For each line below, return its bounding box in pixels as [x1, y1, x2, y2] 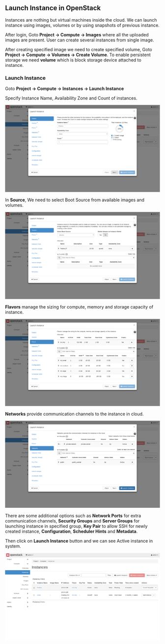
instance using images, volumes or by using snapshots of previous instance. [5, 22, 160, 28]
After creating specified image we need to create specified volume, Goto [5, 46, 152, 52]
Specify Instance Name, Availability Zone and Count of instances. [5, 95, 137, 101]
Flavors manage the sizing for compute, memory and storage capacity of [5, 304, 154, 310]
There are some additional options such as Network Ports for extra [5, 513, 141, 519]
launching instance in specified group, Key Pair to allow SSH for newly [5, 523, 148, 529]
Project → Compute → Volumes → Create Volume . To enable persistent [5, 52, 151, 58]
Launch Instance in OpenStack [5, 4, 101, 12]
